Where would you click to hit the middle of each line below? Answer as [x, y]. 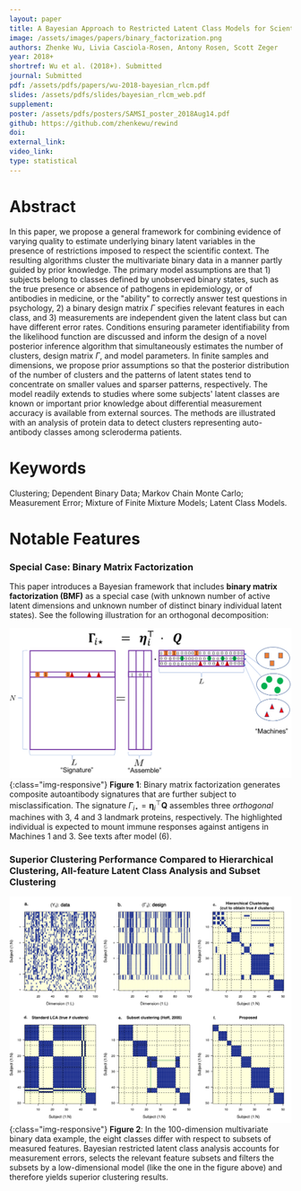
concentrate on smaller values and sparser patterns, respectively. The [139, 384]
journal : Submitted [46, 76]
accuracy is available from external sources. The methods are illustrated [142, 412]
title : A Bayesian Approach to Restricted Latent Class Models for [138, 28]
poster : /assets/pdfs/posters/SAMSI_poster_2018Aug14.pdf [120, 114]
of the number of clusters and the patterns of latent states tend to [130, 375]
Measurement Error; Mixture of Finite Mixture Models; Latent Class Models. [148, 502]
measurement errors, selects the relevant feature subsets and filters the [142, 1158]
